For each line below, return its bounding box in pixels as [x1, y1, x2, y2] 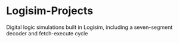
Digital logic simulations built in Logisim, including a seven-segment [6, 24, 173, 31]
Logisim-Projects [6, 4, 94, 18]
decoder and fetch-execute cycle [6, 29, 88, 37]
